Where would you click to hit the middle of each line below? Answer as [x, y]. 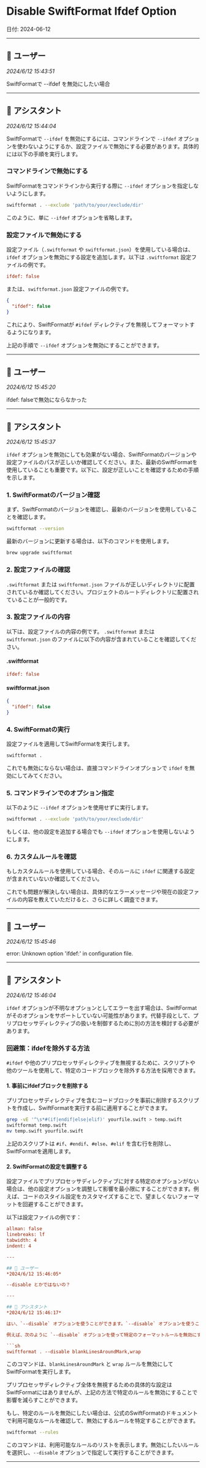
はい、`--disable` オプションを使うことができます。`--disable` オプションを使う [101, 1324]
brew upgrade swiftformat [39, 553]
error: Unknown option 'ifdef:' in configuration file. [70, 954]
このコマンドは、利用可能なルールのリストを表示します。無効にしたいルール [103, 1445]
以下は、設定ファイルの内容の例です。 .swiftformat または [81, 631]
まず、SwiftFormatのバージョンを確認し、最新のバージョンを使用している [99, 510]
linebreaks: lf [26, 1235]
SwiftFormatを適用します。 [40, 1152]
